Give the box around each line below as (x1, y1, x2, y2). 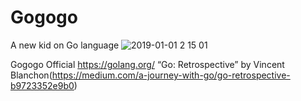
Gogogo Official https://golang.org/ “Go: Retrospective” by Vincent (10, 58, 285, 70)
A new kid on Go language (10, 39, 120, 51)
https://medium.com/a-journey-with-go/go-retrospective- (51, 69, 291, 81)
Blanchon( (10, 69, 53, 81)
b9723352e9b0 (10, 79, 75, 91)
